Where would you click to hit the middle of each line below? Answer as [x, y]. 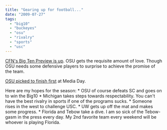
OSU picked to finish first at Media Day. [46, 81]
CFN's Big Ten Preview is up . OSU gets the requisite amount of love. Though [84, 61]
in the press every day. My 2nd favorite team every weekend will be [87, 117]
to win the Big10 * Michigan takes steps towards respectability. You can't [80, 96]
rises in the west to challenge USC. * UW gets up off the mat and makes [79, 106]
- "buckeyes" [23, 28]
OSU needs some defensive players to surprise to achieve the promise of [80, 66]
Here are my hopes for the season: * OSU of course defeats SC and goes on [83, 90]
